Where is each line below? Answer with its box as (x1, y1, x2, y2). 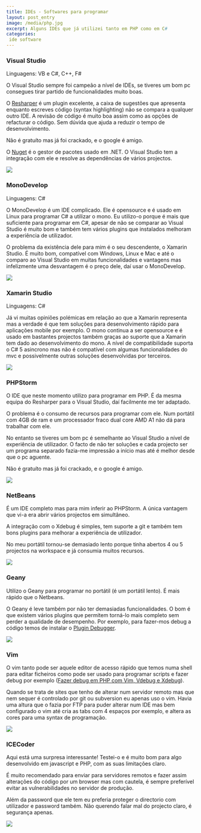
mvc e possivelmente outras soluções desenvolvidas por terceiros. (6, 352, 172, 359)
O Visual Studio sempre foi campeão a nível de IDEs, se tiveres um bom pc (6, 82, 191, 89)
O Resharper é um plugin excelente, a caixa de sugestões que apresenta (6, 100, 186, 107)
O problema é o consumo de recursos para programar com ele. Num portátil (6, 410, 195, 417)
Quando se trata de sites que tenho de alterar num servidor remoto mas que (6, 688, 194, 696)
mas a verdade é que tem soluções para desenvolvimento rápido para (6, 320, 179, 327)
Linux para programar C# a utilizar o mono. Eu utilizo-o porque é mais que (6, 212, 190, 219)
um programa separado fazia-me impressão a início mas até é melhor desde (6, 447, 195, 455)
